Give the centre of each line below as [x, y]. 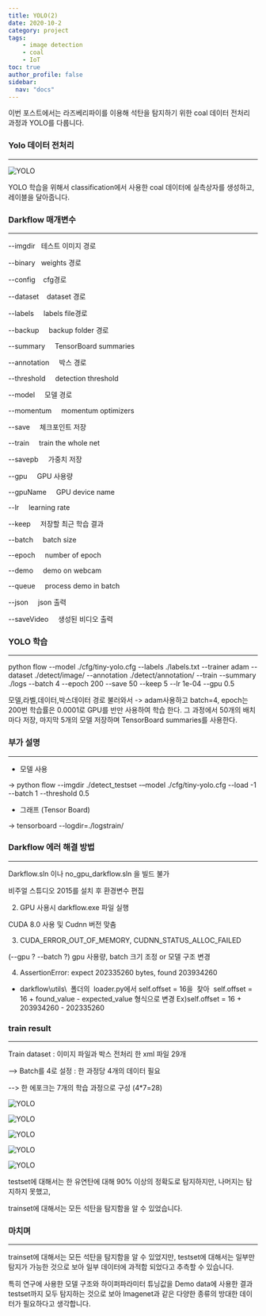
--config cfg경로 [38, 280]
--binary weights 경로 [45, 262]
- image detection [53, 45]
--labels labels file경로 [48, 313]
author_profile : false [46, 75]
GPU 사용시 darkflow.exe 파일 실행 [74, 907]
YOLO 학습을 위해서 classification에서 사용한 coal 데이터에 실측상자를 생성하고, [131, 187]
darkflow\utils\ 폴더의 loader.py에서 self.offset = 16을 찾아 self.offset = [136, 989]
